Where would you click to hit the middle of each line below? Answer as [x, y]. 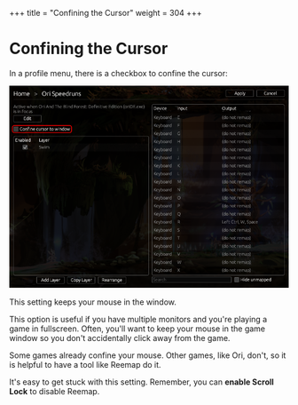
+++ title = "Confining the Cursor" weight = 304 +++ [106, 13]
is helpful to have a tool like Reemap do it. [85, 365]
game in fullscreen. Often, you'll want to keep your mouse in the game [137, 329]
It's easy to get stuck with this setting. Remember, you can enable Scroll [142, 382]
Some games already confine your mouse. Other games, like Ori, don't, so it [148, 355]
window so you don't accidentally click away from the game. [120, 338]
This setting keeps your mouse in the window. [93, 302]
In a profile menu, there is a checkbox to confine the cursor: [118, 73]
